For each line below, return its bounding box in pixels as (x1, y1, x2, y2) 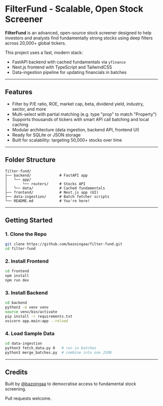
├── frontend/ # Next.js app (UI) (5, 190, 98, 195)
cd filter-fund (5, 247, 36, 251)
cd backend (5, 300, 27, 305)
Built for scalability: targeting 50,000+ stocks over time (12, 137, 122, 143)
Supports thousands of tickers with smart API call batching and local (12, 116, 149, 122)
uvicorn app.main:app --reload (5, 318, 68, 323)
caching (12, 122, 29, 127)
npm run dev (5, 278, 29, 283)
